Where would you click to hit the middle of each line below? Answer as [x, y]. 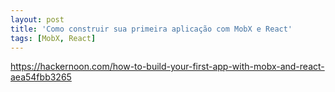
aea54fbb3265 [41, 77]
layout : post [37, 19]
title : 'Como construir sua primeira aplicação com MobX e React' [151, 29]
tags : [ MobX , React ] [53, 38]
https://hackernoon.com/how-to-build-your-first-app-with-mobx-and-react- [167, 67]
